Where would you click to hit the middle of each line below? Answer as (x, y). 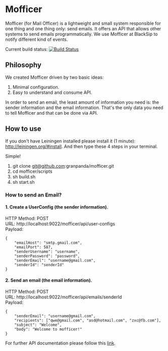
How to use (23, 129)
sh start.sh (24, 182)
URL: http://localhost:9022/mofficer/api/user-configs (60, 224)
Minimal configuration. (36, 87)
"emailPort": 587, (34, 247)
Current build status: (26, 49)
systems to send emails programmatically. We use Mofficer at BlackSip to (81, 34)
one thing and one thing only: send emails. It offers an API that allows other (83, 28)
